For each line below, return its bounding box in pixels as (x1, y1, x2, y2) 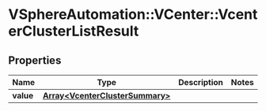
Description (177, 77, 224, 87)
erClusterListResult (8, 22, 139, 40)
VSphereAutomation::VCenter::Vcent (8, 6, 258, 24)
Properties (8, 54, 62, 67)
